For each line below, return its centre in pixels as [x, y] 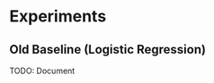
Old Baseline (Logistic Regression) [108, 50]
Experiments [58, 17]
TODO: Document [42, 71]
